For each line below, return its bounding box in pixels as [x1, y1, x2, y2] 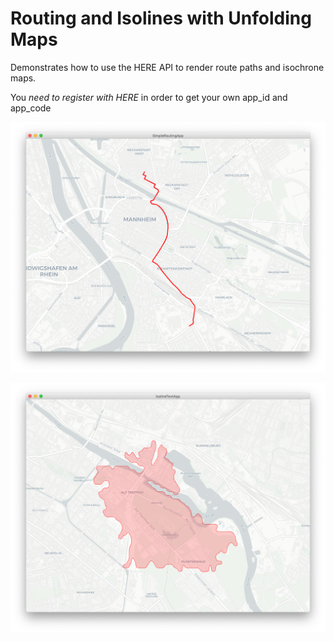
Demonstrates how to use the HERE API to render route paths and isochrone [10, 61, 325, 73]
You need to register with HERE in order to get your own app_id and [10, 91, 288, 103]
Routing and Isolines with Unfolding [10, 7, 312, 30]
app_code [10, 102, 52, 114]
